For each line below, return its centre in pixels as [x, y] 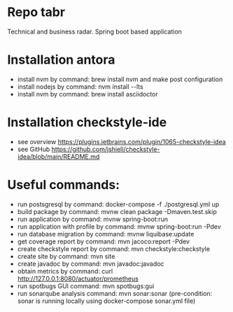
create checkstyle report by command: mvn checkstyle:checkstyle [114, 248]
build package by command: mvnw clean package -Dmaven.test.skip [117, 211]
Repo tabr [36, 12]
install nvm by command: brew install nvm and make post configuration [120, 79]
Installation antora [61, 60]
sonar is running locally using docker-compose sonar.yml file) [106, 301]
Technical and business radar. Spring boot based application [94, 31]
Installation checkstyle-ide [87, 122]
